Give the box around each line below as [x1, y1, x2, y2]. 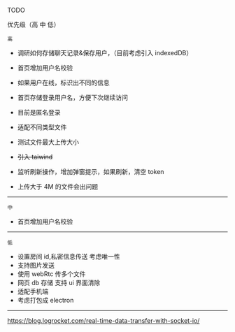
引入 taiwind [17, 153, 53, 161]
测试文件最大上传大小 [17, 138, 79, 146]
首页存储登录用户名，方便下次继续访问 [17, 94, 128, 101]
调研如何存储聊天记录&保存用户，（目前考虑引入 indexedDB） [17, 49, 193, 57]
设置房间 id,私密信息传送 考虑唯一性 [17, 252, 120, 261]
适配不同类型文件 [17, 123, 67, 131]
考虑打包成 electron [17, 296, 74, 304]
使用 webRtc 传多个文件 [17, 270, 86, 278]
